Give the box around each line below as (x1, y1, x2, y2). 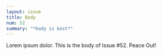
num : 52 (6, 20, 26, 26)
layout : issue (6, 8, 42, 15)
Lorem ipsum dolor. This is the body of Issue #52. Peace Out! (6, 42, 157, 49)
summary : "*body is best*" (6, 25, 73, 32)
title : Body (6, 14, 36, 20)
